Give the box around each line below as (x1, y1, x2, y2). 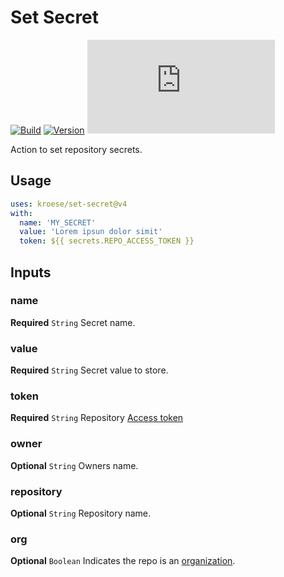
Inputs (10, 264, 52, 281)
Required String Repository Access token (10, 412, 184, 424)
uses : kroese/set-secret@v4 (10, 199, 128, 209)
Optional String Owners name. (10, 459, 139, 471)
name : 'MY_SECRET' (19, 217, 97, 228)
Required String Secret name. (10, 316, 136, 328)
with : (10, 208, 33, 218)
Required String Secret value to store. (10, 364, 169, 376)
